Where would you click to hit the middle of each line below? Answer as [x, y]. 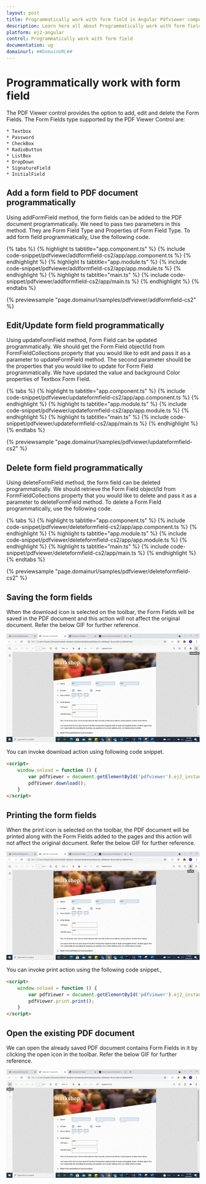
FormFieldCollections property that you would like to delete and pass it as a [102, 496]
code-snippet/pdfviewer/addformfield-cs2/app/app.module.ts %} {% [94, 268]
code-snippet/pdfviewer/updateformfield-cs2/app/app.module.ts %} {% [98, 411]
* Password [20, 137]
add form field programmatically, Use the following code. [78, 237]
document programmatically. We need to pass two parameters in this [93, 224]
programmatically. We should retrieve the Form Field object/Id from [91, 489]
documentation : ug [30, 45]
